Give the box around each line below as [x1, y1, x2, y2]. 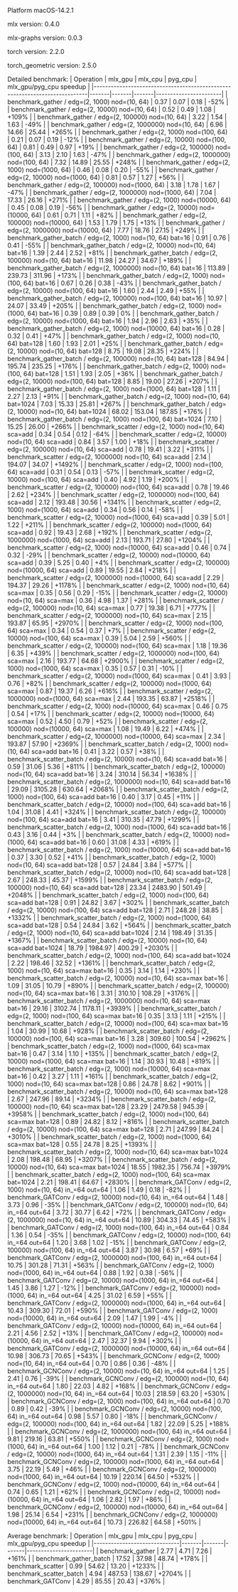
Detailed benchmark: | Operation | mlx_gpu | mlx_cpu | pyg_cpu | [7, 75, 198, 83]
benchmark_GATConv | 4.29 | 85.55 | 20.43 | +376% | [7, 1577, 166, 1585]
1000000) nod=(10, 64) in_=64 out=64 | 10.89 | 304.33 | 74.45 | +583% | [16, 1216, 231, 1224]
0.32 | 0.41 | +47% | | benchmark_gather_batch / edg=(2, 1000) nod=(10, [7, 332, 220, 340]
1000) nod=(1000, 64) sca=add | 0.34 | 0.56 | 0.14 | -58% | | [7, 506, 183, 514]
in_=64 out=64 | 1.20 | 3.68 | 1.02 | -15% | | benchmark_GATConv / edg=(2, [7, 1239, 227, 1246]
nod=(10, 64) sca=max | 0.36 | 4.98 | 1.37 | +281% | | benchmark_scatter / [7, 597, 224, 604]
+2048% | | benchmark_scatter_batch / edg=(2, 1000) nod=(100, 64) [7, 891, 210, 899]
